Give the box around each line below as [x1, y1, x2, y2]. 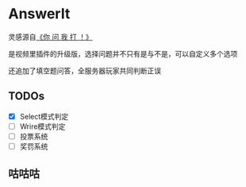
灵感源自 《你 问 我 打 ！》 [8, 32, 93, 41]
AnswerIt [8, 5, 71, 23]
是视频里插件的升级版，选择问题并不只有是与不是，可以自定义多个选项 [8, 49, 238, 58]
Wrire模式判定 [19, 121, 66, 131]
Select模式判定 [19, 111, 69, 121]
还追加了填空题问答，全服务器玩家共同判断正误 [8, 65, 161, 76]
